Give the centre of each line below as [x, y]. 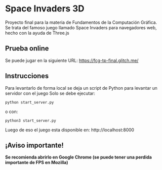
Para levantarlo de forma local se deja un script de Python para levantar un [81, 88]
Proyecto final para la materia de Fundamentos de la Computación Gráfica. [81, 22]
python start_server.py [30, 102]
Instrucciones [27, 76]
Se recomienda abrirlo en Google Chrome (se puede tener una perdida [79, 157]
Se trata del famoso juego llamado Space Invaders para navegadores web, [81, 27]
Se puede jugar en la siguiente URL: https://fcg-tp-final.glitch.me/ [72, 60]
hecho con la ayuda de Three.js [37, 33]
